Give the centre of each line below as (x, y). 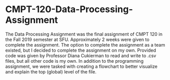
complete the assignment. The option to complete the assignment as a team (85, 45)
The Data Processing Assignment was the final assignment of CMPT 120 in (84, 34)
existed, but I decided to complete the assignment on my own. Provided (81, 50)
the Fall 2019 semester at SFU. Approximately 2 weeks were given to (77, 39)
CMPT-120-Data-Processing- (69, 9)
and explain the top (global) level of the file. (51, 71)
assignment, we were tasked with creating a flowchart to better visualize (81, 66)
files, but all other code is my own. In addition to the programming (75, 61)
